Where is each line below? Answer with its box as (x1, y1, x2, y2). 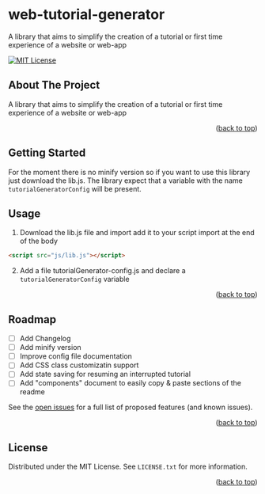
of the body (19, 236, 58, 246)
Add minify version (19, 343, 81, 352)
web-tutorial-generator (8, 6, 165, 24)
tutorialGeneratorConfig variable (19, 275, 130, 284)
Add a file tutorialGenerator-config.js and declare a (19, 266, 186, 275)
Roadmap (8, 313, 57, 326)
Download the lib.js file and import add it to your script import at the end (19, 228, 255, 237)
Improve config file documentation (19, 351, 133, 361)
